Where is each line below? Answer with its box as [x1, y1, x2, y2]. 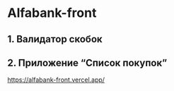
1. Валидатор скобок [7, 33, 103, 45]
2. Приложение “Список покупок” [7, 56, 168, 68]
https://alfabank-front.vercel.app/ [7, 75, 105, 84]
